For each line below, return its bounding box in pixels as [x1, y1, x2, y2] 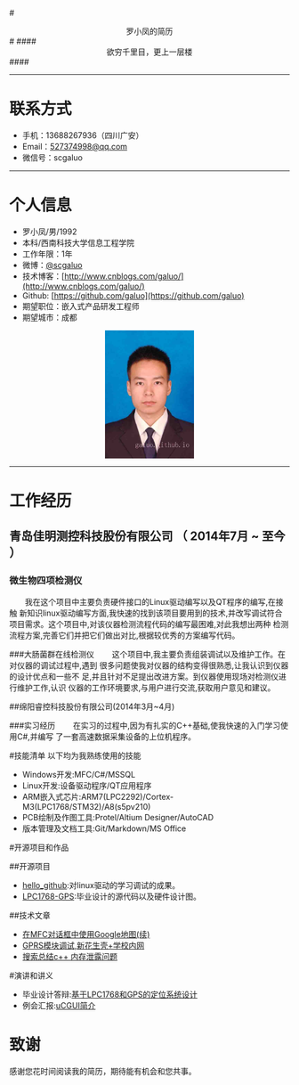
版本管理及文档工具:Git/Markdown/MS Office [21, 823, 187, 834]
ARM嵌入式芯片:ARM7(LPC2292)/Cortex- [21, 791, 174, 802]
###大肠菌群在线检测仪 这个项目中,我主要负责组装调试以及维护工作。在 [9, 649, 287, 659]
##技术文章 [9, 910, 51, 920]
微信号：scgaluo [21, 151, 83, 163]
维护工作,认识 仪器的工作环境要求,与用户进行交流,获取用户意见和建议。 [16, 681, 276, 693]
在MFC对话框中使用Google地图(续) [21, 928, 150, 939]
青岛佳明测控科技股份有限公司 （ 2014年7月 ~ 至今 [9, 529, 287, 544]
